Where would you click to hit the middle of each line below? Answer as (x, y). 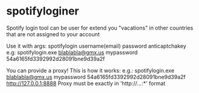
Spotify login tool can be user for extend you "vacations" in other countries (100, 28)
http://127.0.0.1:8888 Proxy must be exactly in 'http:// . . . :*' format (86, 83)
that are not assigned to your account (53, 34)
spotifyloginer (43, 11)
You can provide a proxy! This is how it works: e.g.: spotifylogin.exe (90, 70)
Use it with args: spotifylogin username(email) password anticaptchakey (96, 46)
